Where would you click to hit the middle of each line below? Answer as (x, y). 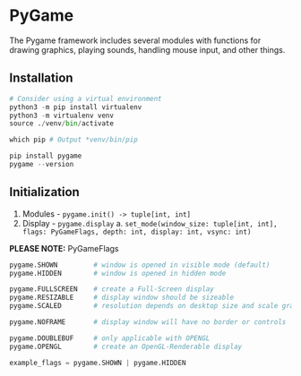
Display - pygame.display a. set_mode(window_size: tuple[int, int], (150, 223)
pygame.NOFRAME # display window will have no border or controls (148, 322)
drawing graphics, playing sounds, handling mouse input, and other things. (147, 49)
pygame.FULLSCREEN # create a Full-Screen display (112, 289)
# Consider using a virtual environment (86, 98)
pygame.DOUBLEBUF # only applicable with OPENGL (110, 338)
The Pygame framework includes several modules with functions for (135, 40)
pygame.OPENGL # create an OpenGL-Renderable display (126, 346)
